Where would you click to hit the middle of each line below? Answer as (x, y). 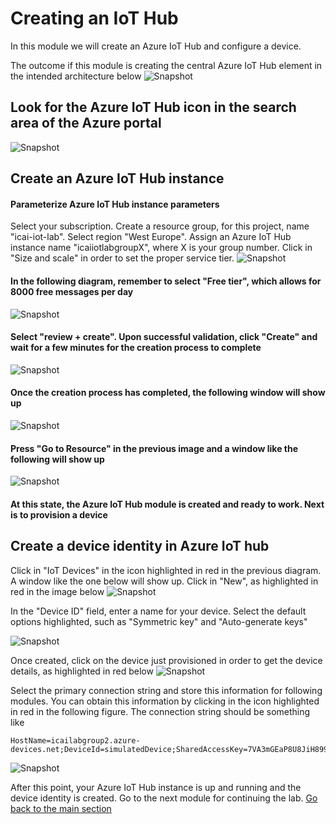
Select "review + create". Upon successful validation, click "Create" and (164, 337)
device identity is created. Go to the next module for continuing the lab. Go (164, 798)
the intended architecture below (76, 76)
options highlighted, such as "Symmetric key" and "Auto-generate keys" (159, 621)
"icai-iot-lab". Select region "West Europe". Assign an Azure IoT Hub (151, 237)
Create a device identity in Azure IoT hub (140, 546)
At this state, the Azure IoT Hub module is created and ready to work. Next (167, 504)
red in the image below (57, 591)
